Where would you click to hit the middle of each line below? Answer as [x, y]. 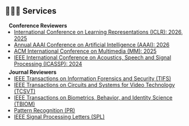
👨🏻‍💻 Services [31, 11]
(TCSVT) [25, 91]
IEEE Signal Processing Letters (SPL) [59, 116]
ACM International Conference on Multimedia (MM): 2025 [85, 51]
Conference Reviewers [38, 25]
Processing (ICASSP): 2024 [48, 64]
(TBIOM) [24, 104]
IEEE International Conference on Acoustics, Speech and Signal [92, 57]
